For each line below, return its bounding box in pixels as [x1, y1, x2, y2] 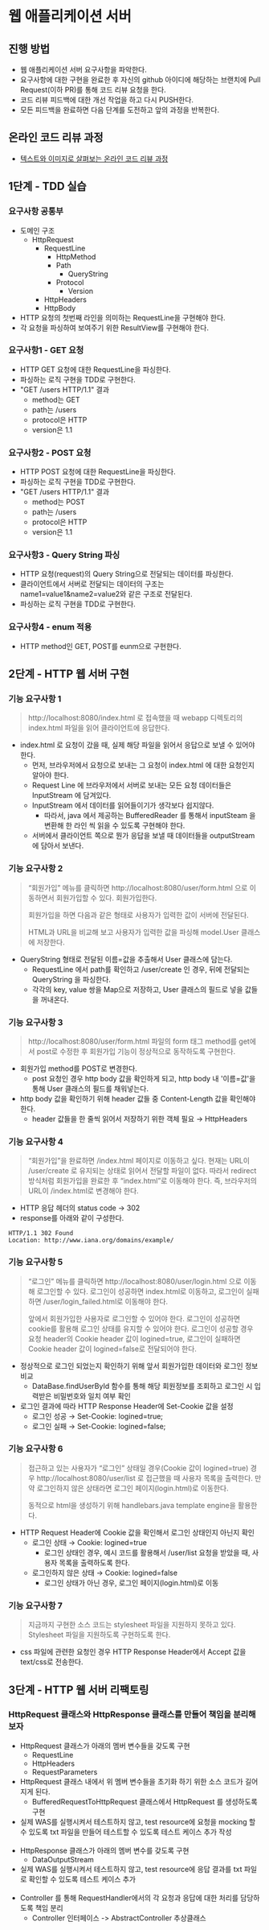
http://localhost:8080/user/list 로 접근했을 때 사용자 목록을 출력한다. [36, 1473, 253, 1482]
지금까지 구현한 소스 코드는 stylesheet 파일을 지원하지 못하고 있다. [27, 1620, 236, 1630]
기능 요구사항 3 [8, 1016, 63, 1027]
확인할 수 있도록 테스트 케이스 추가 [28, 1874, 137, 1884]
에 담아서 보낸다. [31, 841, 84, 850]
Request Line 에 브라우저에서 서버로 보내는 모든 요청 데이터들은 [31, 780, 232, 790]
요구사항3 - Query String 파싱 [8, 549, 120, 560]
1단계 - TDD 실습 [8, 180, 87, 193]
